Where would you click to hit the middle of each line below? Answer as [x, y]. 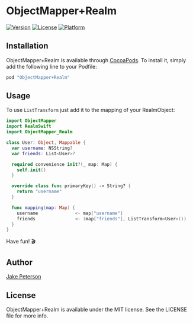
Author [19, 262]
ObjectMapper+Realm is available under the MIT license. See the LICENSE [97, 309]
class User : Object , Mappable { [46, 143]
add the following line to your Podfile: [52, 66]
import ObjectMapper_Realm [39, 132]
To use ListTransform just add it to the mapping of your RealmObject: [91, 110]
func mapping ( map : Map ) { [44, 208]
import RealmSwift [29, 126]
